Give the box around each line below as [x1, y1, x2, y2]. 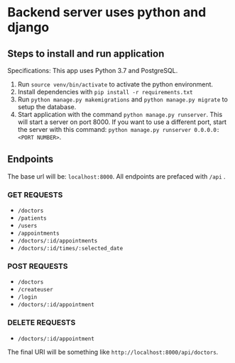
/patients [17, 215, 48, 222]
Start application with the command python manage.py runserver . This [17, 111, 223, 118]
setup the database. [17, 103, 77, 111]
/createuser [17, 286, 53, 294]
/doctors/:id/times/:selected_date [17, 245, 124, 252]
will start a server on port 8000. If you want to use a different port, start [17, 118, 227, 126]
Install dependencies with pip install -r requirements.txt [17, 88, 193, 96]
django [7, 19, 50, 35]
